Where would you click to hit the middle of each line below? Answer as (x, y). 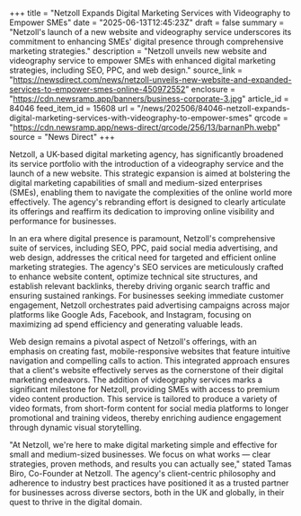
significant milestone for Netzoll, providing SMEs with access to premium (145, 389)
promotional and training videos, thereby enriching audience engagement (145, 418)
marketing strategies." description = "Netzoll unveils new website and (138, 51)
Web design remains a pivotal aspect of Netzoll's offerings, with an (133, 341)
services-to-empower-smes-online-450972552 (97, 89)
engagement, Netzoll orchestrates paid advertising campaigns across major (150, 305)
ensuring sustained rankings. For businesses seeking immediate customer (147, 296)
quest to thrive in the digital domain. (76, 502)
